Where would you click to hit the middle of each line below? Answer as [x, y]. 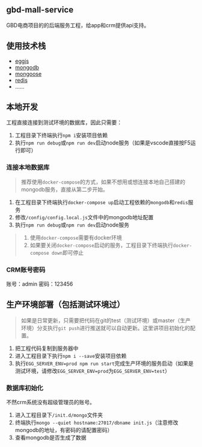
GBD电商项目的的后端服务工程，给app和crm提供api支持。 [78, 25]
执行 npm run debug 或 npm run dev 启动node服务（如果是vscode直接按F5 [103, 143]
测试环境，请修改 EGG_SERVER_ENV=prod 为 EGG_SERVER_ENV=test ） [92, 370]
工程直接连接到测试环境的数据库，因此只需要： [64, 122]
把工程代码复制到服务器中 [47, 348]
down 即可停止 [68, 252]
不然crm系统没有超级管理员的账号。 [50, 402]
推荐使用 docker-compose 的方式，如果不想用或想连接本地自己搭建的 [103, 182]
